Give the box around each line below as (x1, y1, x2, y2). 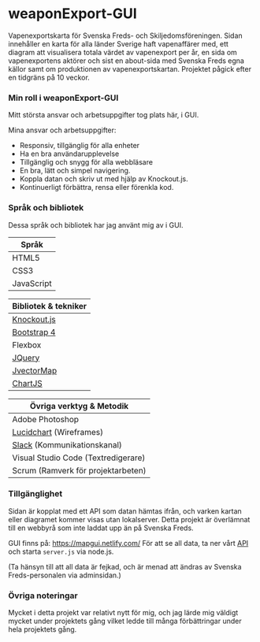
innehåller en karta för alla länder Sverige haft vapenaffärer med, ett (8, 39, 228, 48)
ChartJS (12, 377, 43, 388)
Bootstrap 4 (12, 326, 56, 337)
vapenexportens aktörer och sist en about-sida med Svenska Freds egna (8, 56, 244, 65)
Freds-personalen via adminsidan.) (8, 570, 122, 580)
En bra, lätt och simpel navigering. (19, 166, 131, 176)
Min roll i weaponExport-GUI (8, 92, 119, 103)
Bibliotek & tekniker (12, 300, 87, 311)
